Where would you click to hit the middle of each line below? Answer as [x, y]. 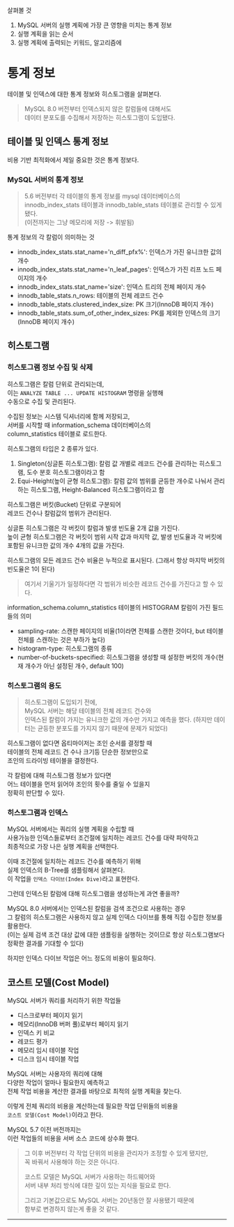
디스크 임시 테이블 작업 [48, 1059]
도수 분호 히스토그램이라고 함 [66, 472]
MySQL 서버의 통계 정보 [45, 179]
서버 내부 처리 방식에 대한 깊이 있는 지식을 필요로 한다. [97, 1186]
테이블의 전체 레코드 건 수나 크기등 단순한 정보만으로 [78, 752]
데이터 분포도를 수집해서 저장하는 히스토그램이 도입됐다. [100, 117]
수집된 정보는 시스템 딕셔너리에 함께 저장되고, [69, 416]
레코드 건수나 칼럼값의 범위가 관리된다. [59, 513]
